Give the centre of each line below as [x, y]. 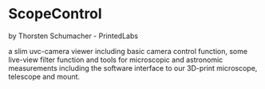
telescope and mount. [44, 76]
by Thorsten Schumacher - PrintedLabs [73, 36]
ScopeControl [55, 14]
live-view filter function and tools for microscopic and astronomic [116, 60]
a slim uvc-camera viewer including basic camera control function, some [128, 51]
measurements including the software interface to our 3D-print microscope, [133, 68]
